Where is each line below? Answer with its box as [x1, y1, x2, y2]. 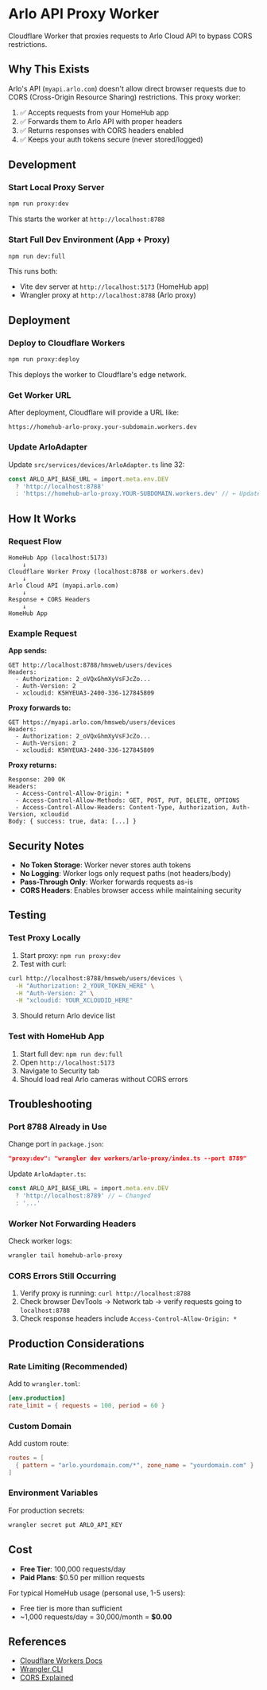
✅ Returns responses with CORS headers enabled [19, 125, 184, 135]
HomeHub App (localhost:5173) [8, 554, 109, 562]
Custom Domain [8, 1420, 72, 1431]
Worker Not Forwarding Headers [8, 1218, 137, 1229]
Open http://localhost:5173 [19, 1057, 115, 1067]
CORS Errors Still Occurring [8, 1270, 117, 1281]
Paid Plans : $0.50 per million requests [19, 1572, 145, 1582]
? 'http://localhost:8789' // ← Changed [15, 1191, 151, 1200]
